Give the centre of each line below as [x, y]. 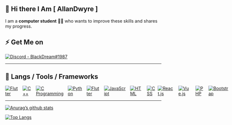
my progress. [19, 26]
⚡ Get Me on [24, 42]
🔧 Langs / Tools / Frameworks [52, 77]
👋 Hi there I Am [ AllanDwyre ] [52, 9]
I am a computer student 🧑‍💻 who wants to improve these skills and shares [81, 21]
